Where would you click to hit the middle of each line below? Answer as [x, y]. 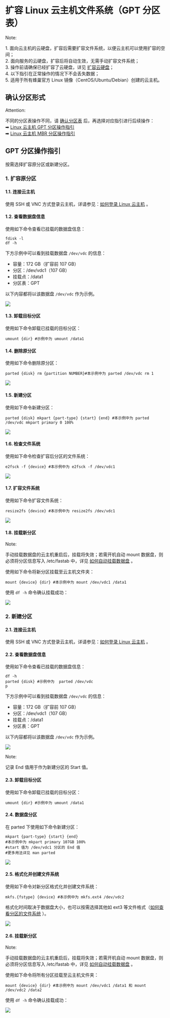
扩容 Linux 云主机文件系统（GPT [73, 10]
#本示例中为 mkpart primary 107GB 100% [45, 842]
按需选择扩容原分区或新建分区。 [39, 164]
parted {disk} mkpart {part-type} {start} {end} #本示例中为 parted [77, 418]
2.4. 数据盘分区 [21, 815]
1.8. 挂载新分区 [21, 532]
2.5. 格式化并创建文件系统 [32, 874]
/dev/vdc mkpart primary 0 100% [39, 422]
